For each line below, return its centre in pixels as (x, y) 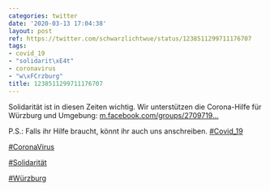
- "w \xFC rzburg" (36, 76)
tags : (17, 46)
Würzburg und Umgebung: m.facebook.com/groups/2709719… (114, 115)
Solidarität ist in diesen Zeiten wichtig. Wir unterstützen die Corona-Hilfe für (135, 107)
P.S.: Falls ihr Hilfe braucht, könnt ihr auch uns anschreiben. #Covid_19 (126, 131)
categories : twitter (43, 16)
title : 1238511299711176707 (56, 83)
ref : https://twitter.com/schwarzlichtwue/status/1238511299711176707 (130, 38)
